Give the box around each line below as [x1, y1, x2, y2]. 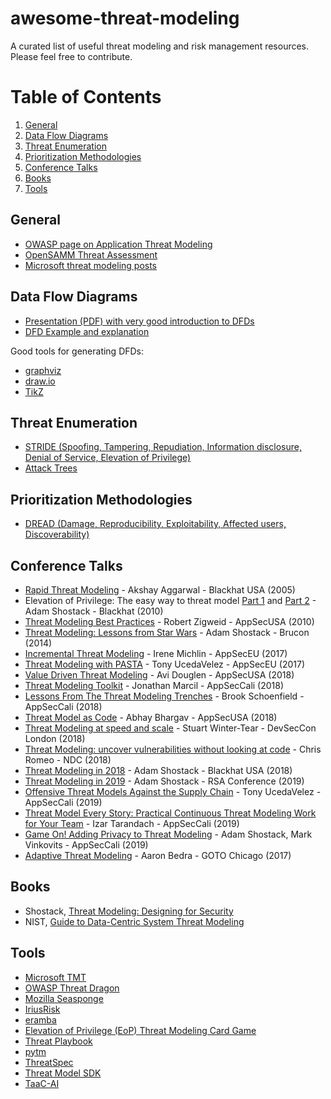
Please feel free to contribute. [10, 50, 133, 62]
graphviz [24, 364, 62, 376]
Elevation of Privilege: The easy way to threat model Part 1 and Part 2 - [24, 594, 317, 606]
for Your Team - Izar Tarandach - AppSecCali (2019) [24, 817, 240, 829]
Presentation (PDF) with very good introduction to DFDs [24, 315, 255, 327]
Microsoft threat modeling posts [24, 259, 158, 271]
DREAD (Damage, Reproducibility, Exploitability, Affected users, [24, 518, 287, 530]
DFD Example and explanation [24, 325, 150, 337]
